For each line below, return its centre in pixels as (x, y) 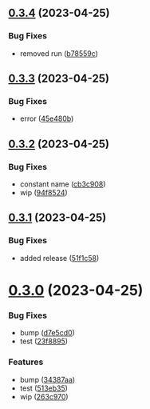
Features (26, 362)
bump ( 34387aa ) (47, 379)
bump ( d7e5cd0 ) (47, 333)
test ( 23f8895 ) (44, 341)
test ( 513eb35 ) (43, 388)
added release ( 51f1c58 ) (59, 258)
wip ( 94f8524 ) (43, 193)
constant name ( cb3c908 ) (63, 184)
